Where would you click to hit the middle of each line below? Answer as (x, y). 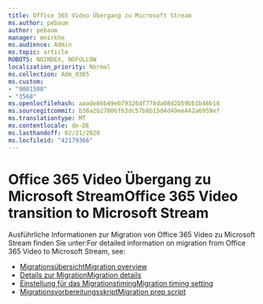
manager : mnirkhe (37, 38)
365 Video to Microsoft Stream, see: (67, 251)
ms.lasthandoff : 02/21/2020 (54, 133)
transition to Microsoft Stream (108, 213)
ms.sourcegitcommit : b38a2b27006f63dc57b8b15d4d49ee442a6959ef (114, 111)
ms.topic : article (38, 52)
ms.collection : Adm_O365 (49, 74)
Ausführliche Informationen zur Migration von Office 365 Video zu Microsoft (132, 235)
